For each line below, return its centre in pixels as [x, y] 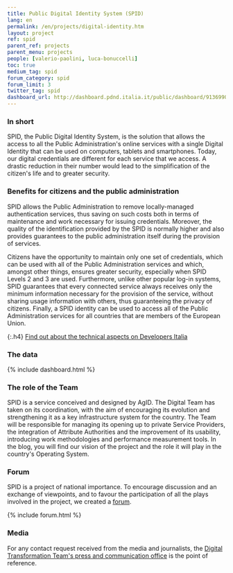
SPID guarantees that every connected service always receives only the [110, 286]
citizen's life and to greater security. [59, 173]
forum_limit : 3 [29, 85]
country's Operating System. [48, 454]
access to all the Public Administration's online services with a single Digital [115, 144]
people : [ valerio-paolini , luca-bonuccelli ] [72, 59]
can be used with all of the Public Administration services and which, [106, 264]
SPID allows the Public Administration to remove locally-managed [101, 206]
